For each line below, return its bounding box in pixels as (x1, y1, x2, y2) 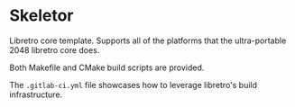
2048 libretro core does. (9, 44, 100, 55)
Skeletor (9, 5, 74, 26)
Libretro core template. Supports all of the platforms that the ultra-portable (9, 35, 287, 46)
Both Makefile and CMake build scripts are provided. (9, 62, 205, 73)
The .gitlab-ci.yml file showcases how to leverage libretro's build (9, 79, 258, 90)
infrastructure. (9, 89, 63, 100)
